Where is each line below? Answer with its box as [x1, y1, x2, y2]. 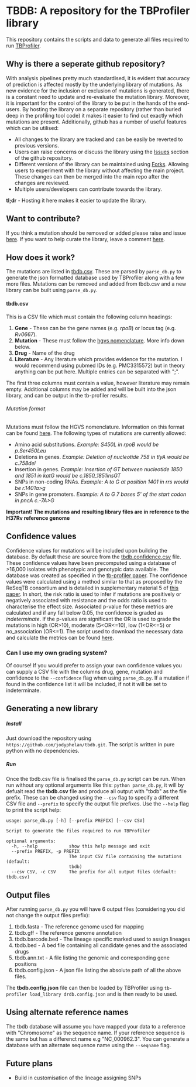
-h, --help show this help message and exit [11, 843, 150, 849]
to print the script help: [6, 807, 61, 814]
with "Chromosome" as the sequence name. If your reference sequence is [6, 1029, 185, 1036]
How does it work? [6, 252, 75, 262]
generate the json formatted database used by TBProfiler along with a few [6, 274, 185, 282]
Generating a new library [6, 704, 98, 714]
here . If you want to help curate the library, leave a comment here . [6, 235, 166, 242]
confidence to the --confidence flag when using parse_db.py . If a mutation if [6, 674, 190, 681]
